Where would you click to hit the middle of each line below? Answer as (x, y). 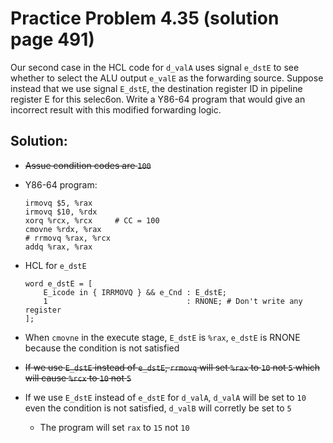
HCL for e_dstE (55, 265)
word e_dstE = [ (58, 283)
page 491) (52, 39)
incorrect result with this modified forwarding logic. (116, 109)
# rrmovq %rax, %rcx (67, 238)
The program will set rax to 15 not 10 (114, 427)
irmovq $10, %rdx (61, 212)
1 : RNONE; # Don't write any (173, 301)
